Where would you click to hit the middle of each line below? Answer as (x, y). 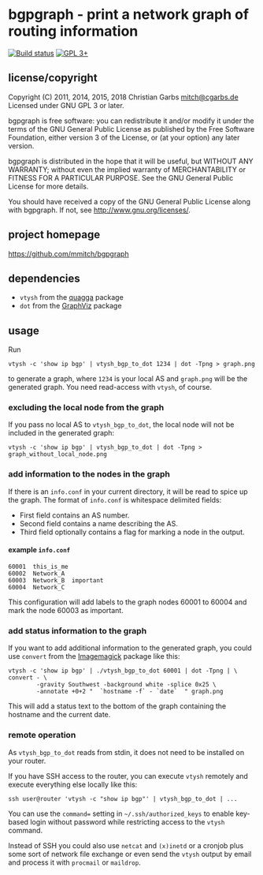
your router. (27, 761)
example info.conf (39, 550)
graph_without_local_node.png (58, 454)
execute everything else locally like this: (73, 784)
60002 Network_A (37, 574)
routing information (73, 31)
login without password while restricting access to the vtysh (128, 821)
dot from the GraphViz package (70, 306)
